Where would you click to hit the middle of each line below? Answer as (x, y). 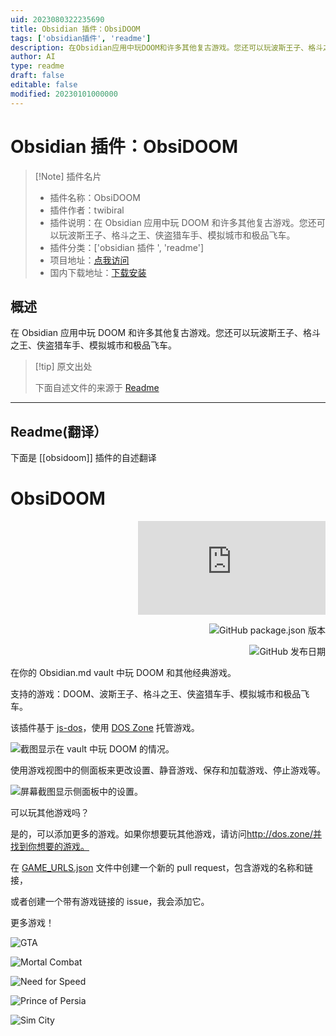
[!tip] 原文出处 (63, 367)
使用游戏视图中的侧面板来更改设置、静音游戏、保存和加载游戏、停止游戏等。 (168, 770)
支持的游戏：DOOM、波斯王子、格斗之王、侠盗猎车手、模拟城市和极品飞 (160, 694)
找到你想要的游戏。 (50, 847)
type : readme (37, 66)
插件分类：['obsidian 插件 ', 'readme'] (127, 247)
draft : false (37, 76)
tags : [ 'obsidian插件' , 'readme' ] (81, 38)
